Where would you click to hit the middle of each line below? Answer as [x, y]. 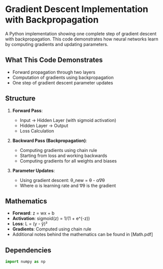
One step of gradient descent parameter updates [63, 82]
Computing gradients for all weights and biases [68, 160]
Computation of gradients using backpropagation [63, 77]
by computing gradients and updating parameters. [57, 44]
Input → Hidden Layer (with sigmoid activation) [68, 120]
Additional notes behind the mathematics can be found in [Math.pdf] [82, 234]
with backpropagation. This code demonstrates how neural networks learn [82, 39]
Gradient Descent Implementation [77, 9]
